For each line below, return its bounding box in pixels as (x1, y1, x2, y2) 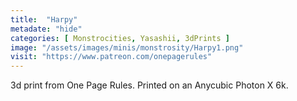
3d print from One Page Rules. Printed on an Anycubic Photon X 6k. (10, 79, 289, 91)
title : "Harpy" (10, 14, 78, 25)
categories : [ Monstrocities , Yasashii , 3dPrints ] (10, 33, 230, 43)
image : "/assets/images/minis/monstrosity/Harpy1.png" (10, 42, 244, 53)
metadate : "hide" (10, 24, 83, 34)
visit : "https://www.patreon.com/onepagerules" (10, 52, 213, 62)
